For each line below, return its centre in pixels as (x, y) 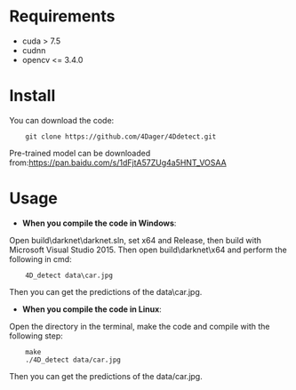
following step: (36, 336)
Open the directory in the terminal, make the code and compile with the (140, 326)
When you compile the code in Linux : (92, 309)
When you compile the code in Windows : (99, 223)
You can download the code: (62, 120)
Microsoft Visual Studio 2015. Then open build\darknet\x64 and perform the (148, 250)
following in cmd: (41, 259)
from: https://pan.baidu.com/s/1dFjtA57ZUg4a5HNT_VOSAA (118, 163)
